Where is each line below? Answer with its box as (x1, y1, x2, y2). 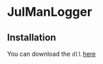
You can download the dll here (7, 50, 96, 58)
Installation (7, 32, 56, 43)
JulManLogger (7, 4, 93, 20)
